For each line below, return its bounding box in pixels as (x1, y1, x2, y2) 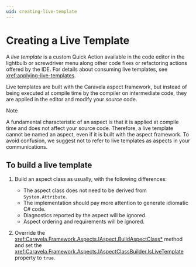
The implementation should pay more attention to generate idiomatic (23, 200, 189, 207)
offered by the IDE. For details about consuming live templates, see (6, 66, 168, 73)
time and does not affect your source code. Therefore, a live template (6, 124, 174, 132)
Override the (14, 230, 46, 237)
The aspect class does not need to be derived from (23, 187, 147, 194)
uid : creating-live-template (6, 8, 77, 15)
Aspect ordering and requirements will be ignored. (23, 218, 145, 225)
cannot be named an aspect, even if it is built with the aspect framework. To (6, 131, 189, 138)
